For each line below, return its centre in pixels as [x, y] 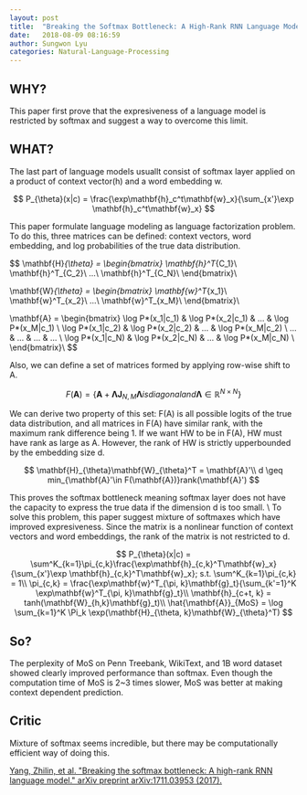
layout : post [34, 18]
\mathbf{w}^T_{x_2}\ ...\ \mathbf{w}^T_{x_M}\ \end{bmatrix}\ [125, 300]
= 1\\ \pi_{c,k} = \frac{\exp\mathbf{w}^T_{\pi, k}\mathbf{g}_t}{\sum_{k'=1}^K [153, 583]
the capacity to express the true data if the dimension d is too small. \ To [145, 507]
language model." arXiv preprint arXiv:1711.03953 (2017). [116, 780]
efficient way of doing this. [59, 753]
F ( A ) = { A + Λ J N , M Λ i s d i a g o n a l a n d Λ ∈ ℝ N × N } [153, 394]
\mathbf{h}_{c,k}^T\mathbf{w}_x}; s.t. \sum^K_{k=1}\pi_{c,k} [183, 574]
